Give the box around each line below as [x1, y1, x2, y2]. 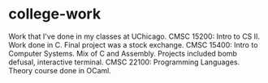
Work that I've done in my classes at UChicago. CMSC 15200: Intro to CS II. [8, 31, 261, 41]
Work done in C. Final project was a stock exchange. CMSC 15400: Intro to [8, 39, 258, 49]
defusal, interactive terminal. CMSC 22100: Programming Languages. [8, 57, 240, 67]
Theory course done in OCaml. [8, 65, 112, 75]
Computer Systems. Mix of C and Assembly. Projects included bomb [8, 48, 238, 58]
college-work [8, 5, 102, 23]
